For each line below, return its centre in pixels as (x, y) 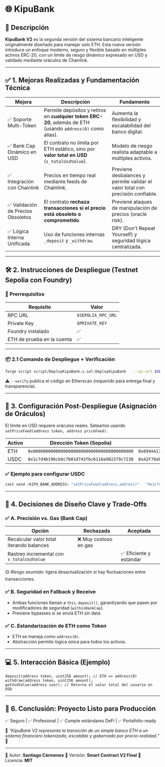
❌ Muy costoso (95, 539)
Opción (40, 531)
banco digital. (127, 131)
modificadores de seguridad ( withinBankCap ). (58, 608)
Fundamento (135, 102)
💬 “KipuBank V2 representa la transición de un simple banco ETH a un (77, 730)
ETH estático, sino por (69, 149)
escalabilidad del (131, 125)
